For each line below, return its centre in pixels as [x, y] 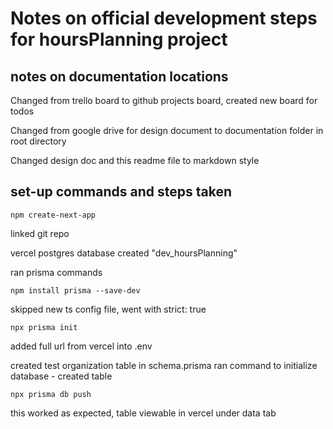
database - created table [61, 376]
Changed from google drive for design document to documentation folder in [167, 130]
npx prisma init [44, 327]
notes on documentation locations [119, 76]
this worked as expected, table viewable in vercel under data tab [143, 413]
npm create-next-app [53, 215]
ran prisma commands [56, 272]
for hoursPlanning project [119, 39]
